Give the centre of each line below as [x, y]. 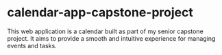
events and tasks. [32, 45]
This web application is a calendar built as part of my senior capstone [105, 31]
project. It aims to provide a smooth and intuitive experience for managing [111, 38]
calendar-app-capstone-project [100, 13]
